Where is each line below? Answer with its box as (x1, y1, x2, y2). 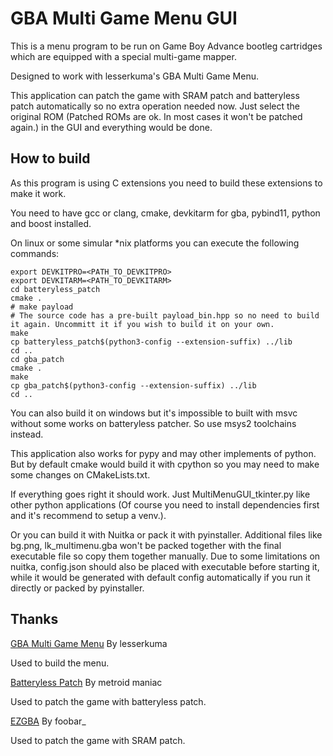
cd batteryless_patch (10, 284, 101, 294)
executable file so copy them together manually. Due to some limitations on (10, 550, 321, 562)
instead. (10, 428, 44, 440)
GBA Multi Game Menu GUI (10, 7, 238, 30)
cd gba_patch (10, 354, 65, 364)
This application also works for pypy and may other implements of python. (10, 447, 317, 459)
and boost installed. (10, 217, 92, 229)
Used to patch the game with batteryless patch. (10, 695, 207, 707)
